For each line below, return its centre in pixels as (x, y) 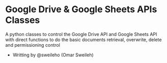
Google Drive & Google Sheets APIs (81, 9)
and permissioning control (33, 45)
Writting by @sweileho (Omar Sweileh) (53, 55)
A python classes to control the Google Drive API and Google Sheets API (81, 34)
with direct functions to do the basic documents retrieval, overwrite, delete (83, 40)
